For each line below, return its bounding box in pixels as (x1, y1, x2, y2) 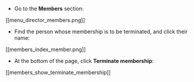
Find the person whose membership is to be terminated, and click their (14, 28, 188, 35)
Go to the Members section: (14, 5, 84, 12)
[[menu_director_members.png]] (5, 17, 85, 23)
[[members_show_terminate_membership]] (5, 69, 111, 76)
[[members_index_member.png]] (5, 46, 86, 53)
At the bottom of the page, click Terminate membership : (14, 58, 154, 64)
